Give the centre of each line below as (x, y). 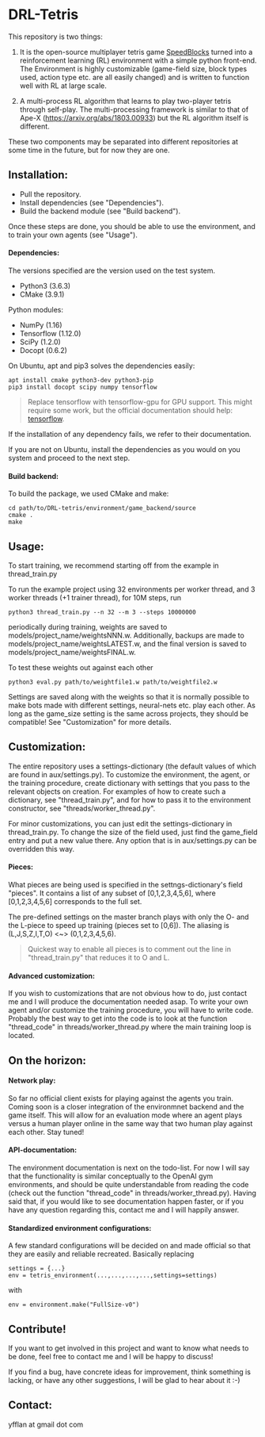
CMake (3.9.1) (42, 294)
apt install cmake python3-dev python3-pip (81, 380)
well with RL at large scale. (63, 86)
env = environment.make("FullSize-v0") (74, 1305)
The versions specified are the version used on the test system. (112, 270)
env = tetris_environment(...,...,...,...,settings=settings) (113, 1276)
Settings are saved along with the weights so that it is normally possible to (129, 696)
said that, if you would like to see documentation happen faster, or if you (126, 1201)
